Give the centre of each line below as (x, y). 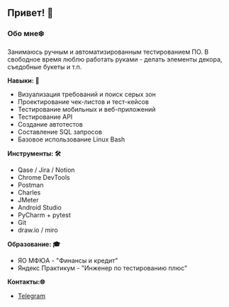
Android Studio (39, 207)
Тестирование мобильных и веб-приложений (86, 109)
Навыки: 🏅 (24, 80)
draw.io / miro (38, 230)
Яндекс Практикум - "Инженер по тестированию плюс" (102, 268)
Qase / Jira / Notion (46, 170)
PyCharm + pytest (44, 215)
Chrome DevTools (44, 177)
